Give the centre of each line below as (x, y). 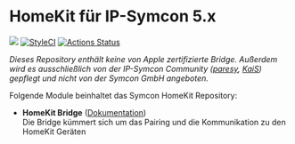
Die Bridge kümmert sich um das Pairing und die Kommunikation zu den (154, 122)
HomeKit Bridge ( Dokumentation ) (84, 112)
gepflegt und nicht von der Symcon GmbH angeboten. (109, 78)
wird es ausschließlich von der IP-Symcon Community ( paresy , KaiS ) (136, 68)
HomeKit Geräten (54, 132)
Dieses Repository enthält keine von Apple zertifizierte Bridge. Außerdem (143, 59)
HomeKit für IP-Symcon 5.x (113, 16)
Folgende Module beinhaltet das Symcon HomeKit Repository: (123, 95)
